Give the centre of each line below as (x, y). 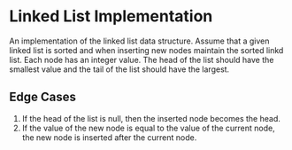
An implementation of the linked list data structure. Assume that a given (139, 41)
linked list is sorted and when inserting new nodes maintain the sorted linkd (146, 50)
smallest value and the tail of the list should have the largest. (119, 69)
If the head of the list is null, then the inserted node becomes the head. (151, 118)
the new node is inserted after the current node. (109, 137)
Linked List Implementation (111, 16)
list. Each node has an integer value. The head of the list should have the (142, 59)
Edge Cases (43, 97)
